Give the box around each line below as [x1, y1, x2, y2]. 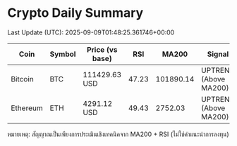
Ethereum [11, 103, 44, 113]
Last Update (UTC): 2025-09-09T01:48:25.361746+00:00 [7, 28, 175, 36]
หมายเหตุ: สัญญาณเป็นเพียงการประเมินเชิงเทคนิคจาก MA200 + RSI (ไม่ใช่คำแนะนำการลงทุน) [7, 130, 229, 138]
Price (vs [87, 44, 118, 54]
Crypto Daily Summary [7, 5, 144, 21]
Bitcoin [11, 74, 34, 84]
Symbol [49, 49, 76, 59]
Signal [207, 49, 229, 59]
